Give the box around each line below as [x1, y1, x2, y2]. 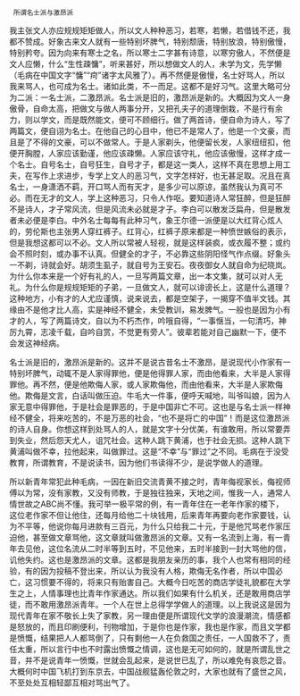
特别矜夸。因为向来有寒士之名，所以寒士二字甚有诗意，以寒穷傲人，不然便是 [9, 47, 291, 58]
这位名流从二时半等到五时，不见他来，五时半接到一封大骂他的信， [47, 543, 291, 554]
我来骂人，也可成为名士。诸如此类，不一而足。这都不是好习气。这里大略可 [9, 81, 283, 91]
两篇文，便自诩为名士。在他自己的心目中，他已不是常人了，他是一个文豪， [9, 126, 283, 136]
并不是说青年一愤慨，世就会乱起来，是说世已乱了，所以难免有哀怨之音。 [24, 655, 291, 666]
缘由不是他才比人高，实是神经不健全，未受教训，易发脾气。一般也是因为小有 [9, 305, 291, 314]
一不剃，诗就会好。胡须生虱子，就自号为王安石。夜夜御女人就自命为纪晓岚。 [9, 260, 291, 270]
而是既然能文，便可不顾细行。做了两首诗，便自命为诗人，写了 [63, 114, 291, 125]
